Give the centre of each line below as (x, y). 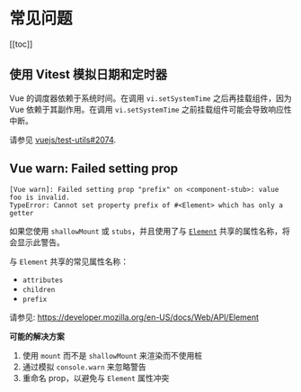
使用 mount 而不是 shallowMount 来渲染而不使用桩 (112, 355)
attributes (43, 280)
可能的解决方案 (37, 336)
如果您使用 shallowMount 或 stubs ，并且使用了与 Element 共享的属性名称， (146, 231)
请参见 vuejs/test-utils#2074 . (63, 140)
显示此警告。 (40, 242)
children (39, 289)
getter (22, 213)
